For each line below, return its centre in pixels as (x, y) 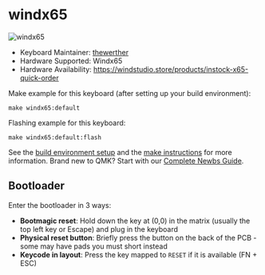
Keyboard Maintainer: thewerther (74, 52)
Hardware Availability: (55, 69)
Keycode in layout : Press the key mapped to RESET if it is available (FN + (138, 254)
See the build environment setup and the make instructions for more (121, 152)
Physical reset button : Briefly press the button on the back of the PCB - (138, 237)
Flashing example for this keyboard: (67, 122)
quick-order (39, 78)
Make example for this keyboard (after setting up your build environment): (130, 93)
